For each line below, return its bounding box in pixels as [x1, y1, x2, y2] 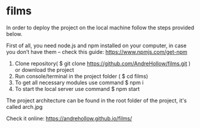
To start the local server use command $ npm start [14, 85, 140, 92]
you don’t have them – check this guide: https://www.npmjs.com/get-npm [6, 48, 188, 55]
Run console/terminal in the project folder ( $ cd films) [14, 72, 148, 80]
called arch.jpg [6, 103, 43, 110]
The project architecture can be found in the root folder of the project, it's [6, 97, 187, 104]
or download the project [14, 66, 75, 73]
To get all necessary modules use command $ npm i [14, 79, 144, 86]
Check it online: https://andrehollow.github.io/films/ [6, 115, 133, 122]
